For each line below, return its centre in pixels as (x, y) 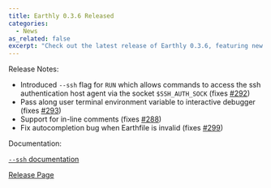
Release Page (31, 175)
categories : (28, 23)
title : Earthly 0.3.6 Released (61, 16)
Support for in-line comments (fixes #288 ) (91, 119)
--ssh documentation (44, 160)
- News (27, 31)
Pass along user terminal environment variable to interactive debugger (138, 102)
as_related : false (39, 38)
